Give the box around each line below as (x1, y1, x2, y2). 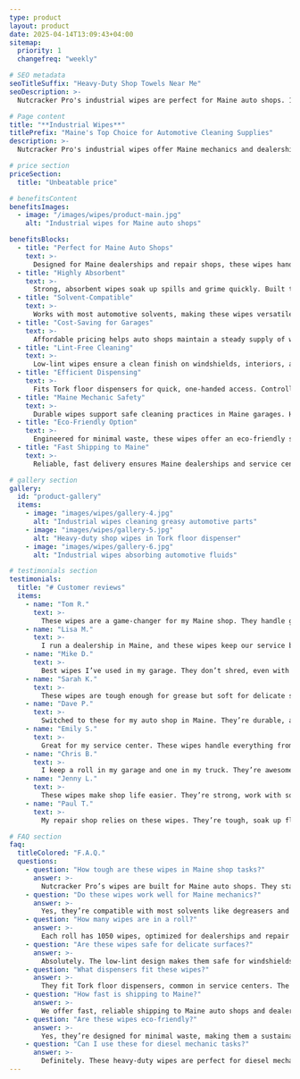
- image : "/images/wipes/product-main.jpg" (17, 211, 181, 220)
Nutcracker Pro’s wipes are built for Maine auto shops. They (41, 881, 278, 890)
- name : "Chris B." (25, 749, 98, 758)
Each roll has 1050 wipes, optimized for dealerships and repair (41, 931, 290, 940)
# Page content (9, 112, 66, 121)
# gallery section (9, 476, 78, 485)
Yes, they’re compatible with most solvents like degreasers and (41, 906, 290, 916)
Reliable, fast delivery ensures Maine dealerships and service (32, 459, 278, 468)
